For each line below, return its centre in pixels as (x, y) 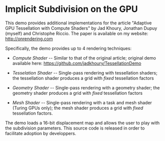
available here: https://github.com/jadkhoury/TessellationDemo (77, 63)
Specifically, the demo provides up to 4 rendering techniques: (68, 48)
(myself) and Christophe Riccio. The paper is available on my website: (77, 33)
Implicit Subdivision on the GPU (72, 9)
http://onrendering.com (29, 39)
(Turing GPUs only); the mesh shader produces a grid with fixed (78, 108)
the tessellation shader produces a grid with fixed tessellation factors (83, 78)
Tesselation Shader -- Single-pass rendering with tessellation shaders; (85, 72)
